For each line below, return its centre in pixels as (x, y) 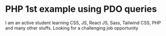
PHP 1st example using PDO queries (81, 9)
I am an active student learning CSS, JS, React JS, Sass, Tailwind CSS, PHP (83, 23)
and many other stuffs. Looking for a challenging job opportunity (72, 28)
